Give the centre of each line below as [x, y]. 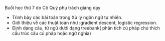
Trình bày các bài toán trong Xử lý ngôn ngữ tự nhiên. [67, 17]
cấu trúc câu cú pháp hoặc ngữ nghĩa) [51, 33]
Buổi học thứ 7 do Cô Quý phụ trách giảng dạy [53, 8]
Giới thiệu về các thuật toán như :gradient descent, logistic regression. [85, 23]
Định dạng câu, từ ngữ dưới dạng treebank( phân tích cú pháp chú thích [86, 28]
